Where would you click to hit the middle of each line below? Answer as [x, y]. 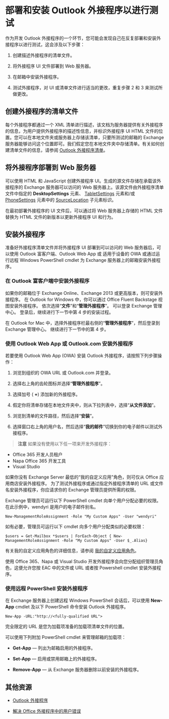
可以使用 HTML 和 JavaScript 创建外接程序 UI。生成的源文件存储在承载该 [81, 181]
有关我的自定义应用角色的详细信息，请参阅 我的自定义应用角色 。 [72, 551]
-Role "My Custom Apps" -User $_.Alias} [104, 540]
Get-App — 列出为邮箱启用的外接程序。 [54, 648]
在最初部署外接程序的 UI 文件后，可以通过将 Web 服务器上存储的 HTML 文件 [84, 211]
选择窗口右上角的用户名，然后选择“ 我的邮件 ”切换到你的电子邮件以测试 [85, 426]
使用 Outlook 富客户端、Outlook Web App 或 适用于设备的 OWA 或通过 [82, 254]
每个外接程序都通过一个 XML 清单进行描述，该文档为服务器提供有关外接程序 [84, 124]
